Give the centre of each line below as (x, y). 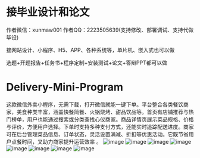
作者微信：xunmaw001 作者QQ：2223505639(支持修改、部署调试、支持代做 (100, 30)
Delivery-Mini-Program (65, 87)
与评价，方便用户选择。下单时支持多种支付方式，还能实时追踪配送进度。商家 (100, 126)
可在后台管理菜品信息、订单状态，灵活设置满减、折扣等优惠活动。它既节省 (97, 134)
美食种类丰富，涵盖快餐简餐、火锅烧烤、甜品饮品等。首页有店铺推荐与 (102, 111)
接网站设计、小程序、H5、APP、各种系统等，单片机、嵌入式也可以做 (90, 50)
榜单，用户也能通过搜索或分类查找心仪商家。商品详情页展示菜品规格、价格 (102, 119)
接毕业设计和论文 (48, 12)
